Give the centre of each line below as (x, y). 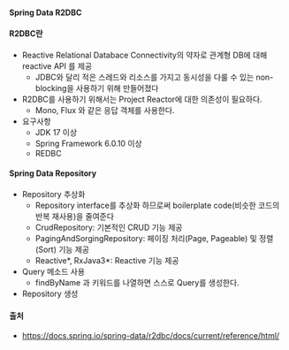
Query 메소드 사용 (53, 271)
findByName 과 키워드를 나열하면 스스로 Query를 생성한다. (137, 282)
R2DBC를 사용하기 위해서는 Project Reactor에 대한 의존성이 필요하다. (142, 99)
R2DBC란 (26, 34)
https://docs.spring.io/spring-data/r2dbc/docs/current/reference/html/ (151, 336)
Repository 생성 (50, 293)
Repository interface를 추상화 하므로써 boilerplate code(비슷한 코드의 (157, 205)
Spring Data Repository (53, 173)
